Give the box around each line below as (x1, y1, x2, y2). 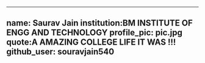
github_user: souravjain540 (6, 46, 115, 57)
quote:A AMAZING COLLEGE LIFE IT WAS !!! (6, 37, 176, 48)
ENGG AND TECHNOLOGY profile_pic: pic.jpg (6, 28, 183, 38)
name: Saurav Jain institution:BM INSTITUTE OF (6, 18, 193, 28)
